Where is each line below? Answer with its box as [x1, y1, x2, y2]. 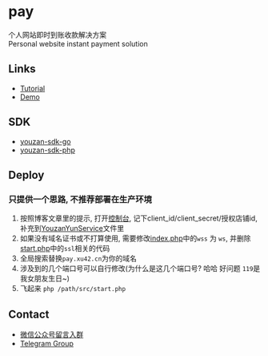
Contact [8, 307, 50, 321]
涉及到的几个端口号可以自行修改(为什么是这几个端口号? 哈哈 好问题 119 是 [19, 264, 261, 273]
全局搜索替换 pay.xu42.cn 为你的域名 [19, 253, 138, 263]
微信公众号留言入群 [19, 330, 84, 339]
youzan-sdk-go [19, 136, 71, 146]
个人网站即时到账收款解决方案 [8, 30, 106, 39]
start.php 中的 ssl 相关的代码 [19, 244, 110, 253]
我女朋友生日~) [19, 273, 70, 283]
